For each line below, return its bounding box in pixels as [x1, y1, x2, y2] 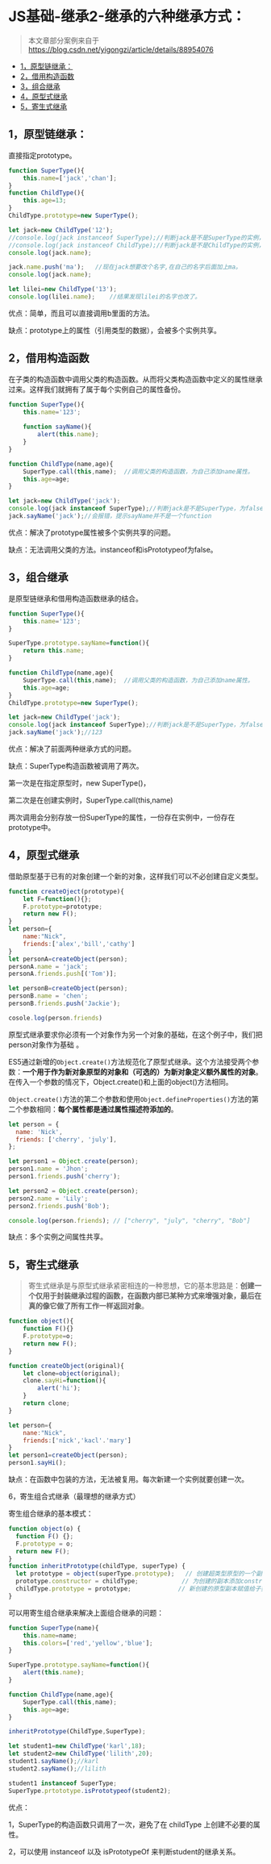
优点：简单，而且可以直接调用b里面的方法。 [8, 308, 155, 318]
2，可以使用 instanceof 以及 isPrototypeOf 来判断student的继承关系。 [8, 1846, 240, 1856]
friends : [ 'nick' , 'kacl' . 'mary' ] [23, 1437, 131, 1445]
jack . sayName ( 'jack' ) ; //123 [8, 728, 103, 736]
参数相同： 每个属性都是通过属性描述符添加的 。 [22, 1104, 178, 1114]
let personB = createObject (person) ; [8, 985, 128, 993]
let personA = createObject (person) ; [8, 955, 128, 963]
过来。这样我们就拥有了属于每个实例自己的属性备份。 [8, 384, 186, 394]
